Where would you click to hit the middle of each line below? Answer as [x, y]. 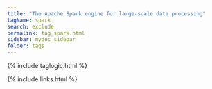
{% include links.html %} [42, 79]
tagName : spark [29, 20]
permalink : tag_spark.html [46, 33]
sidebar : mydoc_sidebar [42, 40]
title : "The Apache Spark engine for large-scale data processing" [107, 14]
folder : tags [26, 46]
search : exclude [30, 26]
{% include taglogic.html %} [47, 66]
